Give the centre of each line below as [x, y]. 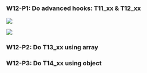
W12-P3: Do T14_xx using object [54, 64]
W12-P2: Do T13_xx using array [52, 47]
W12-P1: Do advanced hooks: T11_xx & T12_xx [73, 8]
